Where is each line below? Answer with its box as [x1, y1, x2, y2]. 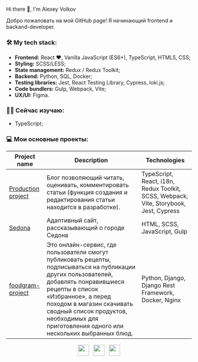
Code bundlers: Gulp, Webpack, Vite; [14, 86, 107, 93]
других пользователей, [47, 270, 113, 278]
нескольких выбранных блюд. [47, 329, 134, 337]
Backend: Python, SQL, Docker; [14, 73, 93, 80]
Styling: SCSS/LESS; [14, 60, 66, 67]
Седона [47, 231, 69, 239]
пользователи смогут [47, 248, 109, 256]
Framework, [141, 288, 175, 296]
